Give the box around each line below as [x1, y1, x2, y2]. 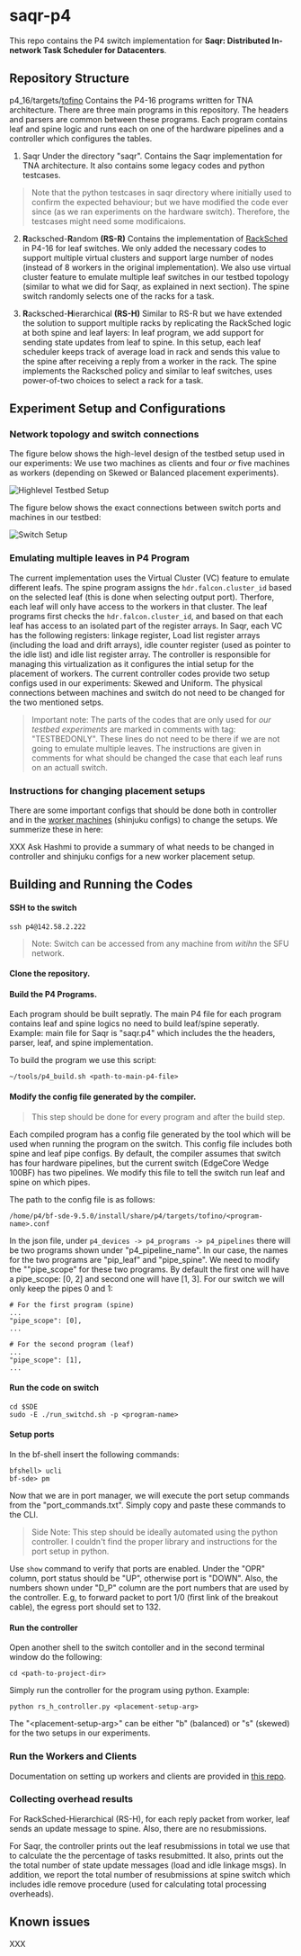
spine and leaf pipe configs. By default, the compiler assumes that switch [9, 1148, 281, 1158]
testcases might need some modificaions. [31, 215, 187, 226]
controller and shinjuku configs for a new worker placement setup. [9, 852, 256, 862]
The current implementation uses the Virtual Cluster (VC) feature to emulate [9, 572, 290, 583]
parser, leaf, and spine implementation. [9, 1037, 154, 1049]
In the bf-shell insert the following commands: [9, 1449, 180, 1460]
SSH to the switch [9, 902, 78, 914]
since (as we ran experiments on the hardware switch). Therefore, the [31, 206, 290, 217]
